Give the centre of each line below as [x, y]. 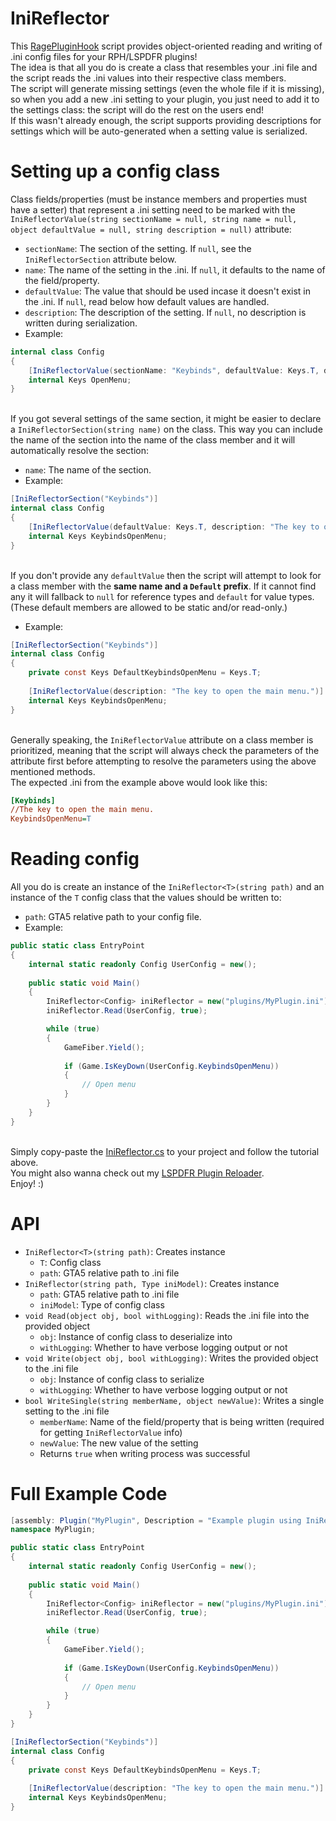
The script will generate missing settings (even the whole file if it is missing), [167, 88]
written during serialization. [81, 323]
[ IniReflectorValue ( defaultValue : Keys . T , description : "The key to [174, 527]
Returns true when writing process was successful [145, 1453]
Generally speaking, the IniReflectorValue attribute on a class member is [162, 739]
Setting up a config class [115, 171]
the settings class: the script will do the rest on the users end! [137, 109]
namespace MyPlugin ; [53, 1530]
